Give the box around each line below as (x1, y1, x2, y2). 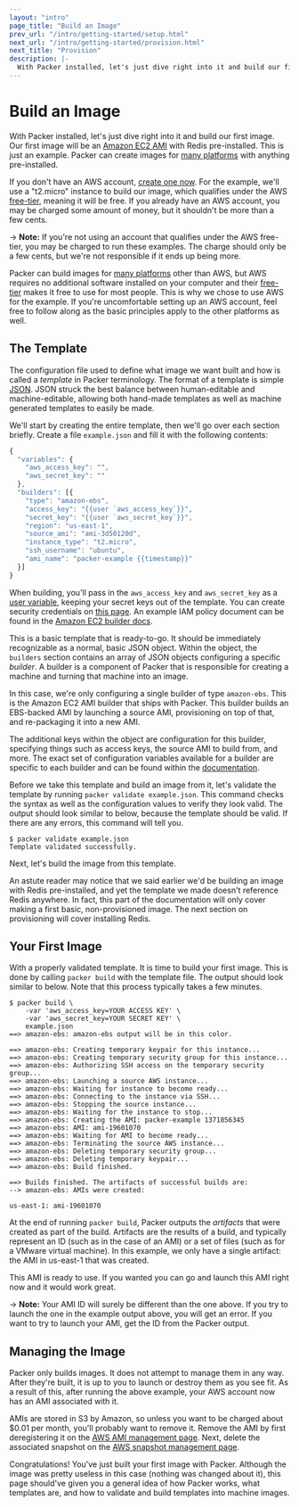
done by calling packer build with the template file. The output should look (9, 972, 284, 983)
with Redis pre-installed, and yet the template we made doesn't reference (9, 885, 279, 895)
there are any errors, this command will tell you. (9, 817, 184, 828)
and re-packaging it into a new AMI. (9, 716, 141, 727)
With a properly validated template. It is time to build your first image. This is (9, 962, 289, 973)
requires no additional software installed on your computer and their (9, 277, 259, 288)
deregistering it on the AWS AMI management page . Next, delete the (9, 1432, 261, 1443)
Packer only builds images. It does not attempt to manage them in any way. (9, 1368, 285, 1379)
